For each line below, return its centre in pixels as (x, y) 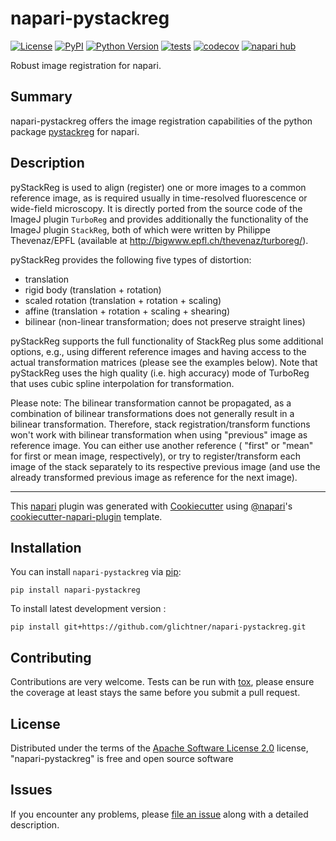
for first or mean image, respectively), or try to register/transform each (155, 456)
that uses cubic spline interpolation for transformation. (122, 383)
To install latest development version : (88, 609)
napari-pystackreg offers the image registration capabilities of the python (161, 121)
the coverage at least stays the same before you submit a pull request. (155, 693)
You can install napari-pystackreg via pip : (96, 572)
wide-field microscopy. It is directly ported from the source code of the (156, 208)
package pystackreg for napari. (75, 131)
